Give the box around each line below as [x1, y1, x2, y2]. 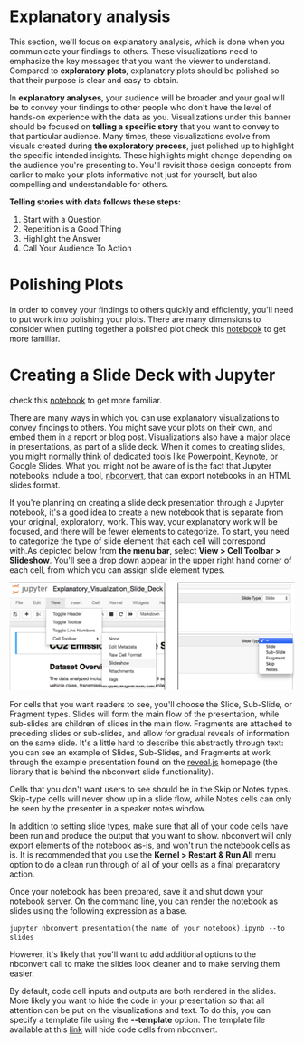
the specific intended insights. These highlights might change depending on [9, 149, 293, 160]
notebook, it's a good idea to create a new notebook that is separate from [9, 507, 284, 517]
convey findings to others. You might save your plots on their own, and [9, 422, 273, 432]
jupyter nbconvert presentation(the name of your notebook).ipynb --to [9, 924, 285, 934]
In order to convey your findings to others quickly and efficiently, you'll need [9, 304, 294, 315]
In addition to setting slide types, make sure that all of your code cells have [9, 820, 289, 831]
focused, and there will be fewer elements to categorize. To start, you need [9, 526, 290, 536]
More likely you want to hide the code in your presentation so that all [9, 995, 265, 1006]
